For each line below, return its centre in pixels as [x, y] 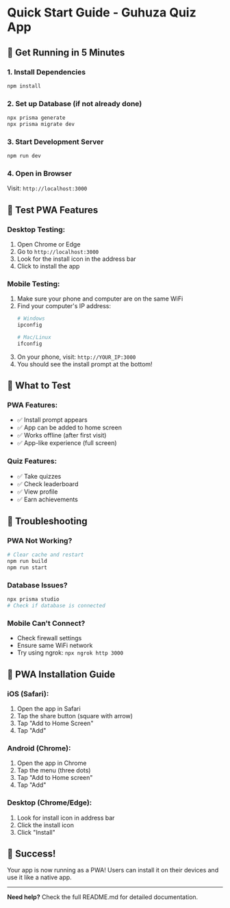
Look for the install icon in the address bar [77, 259]
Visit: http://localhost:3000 [47, 188]
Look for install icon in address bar [66, 818]
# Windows [31, 319]
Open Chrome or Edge [49, 244]
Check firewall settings [49, 638]
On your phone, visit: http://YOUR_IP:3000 [76, 357]
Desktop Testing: [36, 229]
